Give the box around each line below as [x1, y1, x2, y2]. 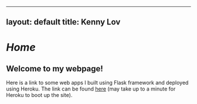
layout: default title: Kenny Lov [6, 17, 121, 27]
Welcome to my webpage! [6, 64, 104, 74]
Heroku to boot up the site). [6, 92, 73, 99]
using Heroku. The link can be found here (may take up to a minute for [6, 85, 176, 92]
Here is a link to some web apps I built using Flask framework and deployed [6, 79, 189, 86]
